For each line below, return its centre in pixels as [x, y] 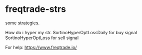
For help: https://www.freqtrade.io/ [41, 47]
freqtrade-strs [36, 9]
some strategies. [22, 23]
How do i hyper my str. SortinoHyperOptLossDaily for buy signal [71, 32]
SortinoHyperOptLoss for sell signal [42, 38]
